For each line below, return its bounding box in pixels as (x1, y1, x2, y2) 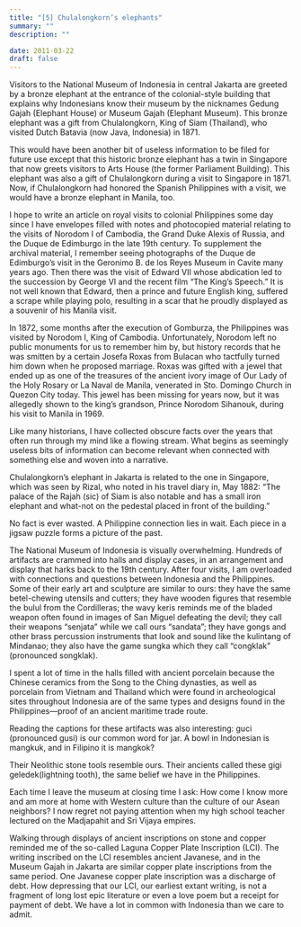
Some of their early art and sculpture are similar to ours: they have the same (9, 584, 291, 594)
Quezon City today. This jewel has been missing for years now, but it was (9, 389, 280, 400)
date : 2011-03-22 (9, 46, 75, 55)
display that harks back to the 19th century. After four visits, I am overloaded (9, 564, 292, 575)
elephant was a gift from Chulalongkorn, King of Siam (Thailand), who (9, 118, 268, 129)
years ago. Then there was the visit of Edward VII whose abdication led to (9, 267, 283, 278)
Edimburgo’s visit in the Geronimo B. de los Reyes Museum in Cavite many (9, 257, 284, 268)
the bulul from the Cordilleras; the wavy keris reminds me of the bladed (9, 602, 273, 613)
